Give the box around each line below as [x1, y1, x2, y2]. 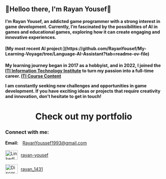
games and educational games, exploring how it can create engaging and [5, 28, 161, 35]
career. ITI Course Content [5, 73, 61, 79]
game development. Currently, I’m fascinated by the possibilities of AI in [5, 23, 158, 29]
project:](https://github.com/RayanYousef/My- [46, 45, 147, 51]
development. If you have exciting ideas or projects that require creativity [5, 88, 161, 94]
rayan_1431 [20, 166, 43, 172]
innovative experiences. [5, 34, 56, 40]
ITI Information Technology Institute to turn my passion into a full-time [5, 68, 154, 73]
